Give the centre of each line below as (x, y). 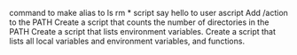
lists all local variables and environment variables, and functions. (127, 41)
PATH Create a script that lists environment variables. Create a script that (143, 31)
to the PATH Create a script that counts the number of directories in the (139, 22)
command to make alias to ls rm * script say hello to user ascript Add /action (148, 13)
